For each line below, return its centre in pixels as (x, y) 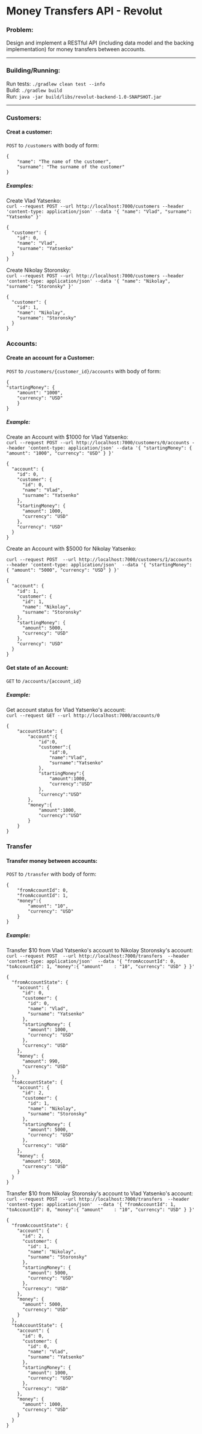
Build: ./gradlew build (34, 90)
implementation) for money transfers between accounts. (76, 49)
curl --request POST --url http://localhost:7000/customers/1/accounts (99, 559)
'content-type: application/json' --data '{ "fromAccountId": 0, (91, 961)
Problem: (20, 30)
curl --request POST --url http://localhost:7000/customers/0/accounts (98, 443)
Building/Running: (33, 70)
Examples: (20, 185)
